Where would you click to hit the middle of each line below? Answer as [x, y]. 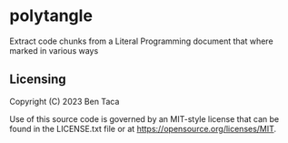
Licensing [38, 80]
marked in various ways [54, 50]
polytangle [51, 16]
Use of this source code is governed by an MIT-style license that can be [144, 118]
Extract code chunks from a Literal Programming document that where [142, 41]
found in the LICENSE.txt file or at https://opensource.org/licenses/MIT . [143, 128]
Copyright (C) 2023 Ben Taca [65, 101]
